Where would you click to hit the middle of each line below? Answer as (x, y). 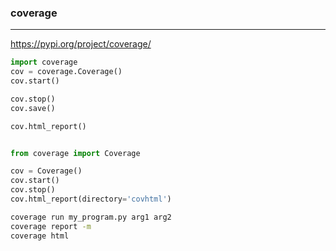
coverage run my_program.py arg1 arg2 (91, 217)
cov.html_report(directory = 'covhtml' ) (91, 199)
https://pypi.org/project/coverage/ (81, 44)
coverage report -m (51, 226)
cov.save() (33, 108)
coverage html (40, 236)
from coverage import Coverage (75, 153)
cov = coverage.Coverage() (66, 72)
